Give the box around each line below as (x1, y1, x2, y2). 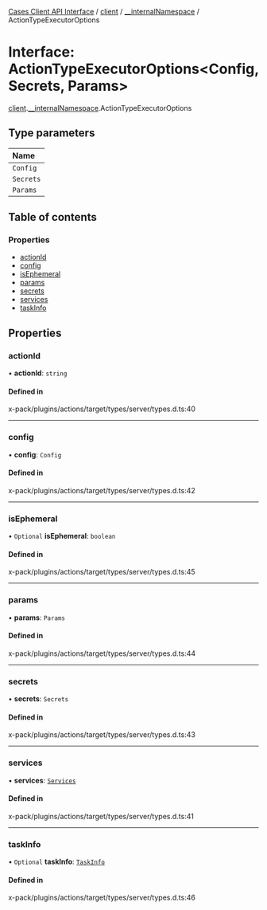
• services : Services (8, 775, 76, 785)
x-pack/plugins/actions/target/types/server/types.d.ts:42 (8, 485, 196, 495)
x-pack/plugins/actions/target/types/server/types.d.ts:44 (8, 649, 196, 658)
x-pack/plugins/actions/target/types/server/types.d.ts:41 (8, 811, 195, 821)
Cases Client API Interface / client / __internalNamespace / (8, 7, 200, 16)
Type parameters (8, 127, 95, 140)
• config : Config (8, 449, 62, 459)
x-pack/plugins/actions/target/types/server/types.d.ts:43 (8, 730, 196, 739)
